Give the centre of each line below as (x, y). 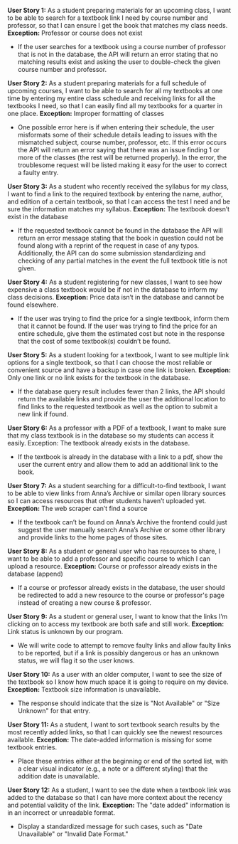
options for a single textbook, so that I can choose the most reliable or (110, 363)
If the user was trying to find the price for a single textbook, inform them (123, 318)
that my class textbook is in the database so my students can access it (111, 436)
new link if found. (43, 414)
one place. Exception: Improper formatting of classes (86, 114)
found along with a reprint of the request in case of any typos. (108, 246)
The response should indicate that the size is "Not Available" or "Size (119, 703)
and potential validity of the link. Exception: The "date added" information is (119, 805)
